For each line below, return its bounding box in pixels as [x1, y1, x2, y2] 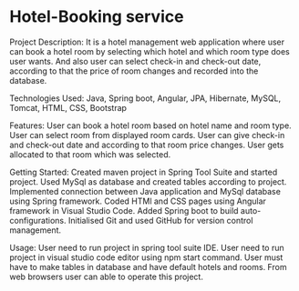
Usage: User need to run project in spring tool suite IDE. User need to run [9, 242, 284, 253]
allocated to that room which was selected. [9, 148, 171, 160]
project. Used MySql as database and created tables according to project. [9, 176, 287, 187]
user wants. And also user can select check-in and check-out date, [9, 55, 262, 66]
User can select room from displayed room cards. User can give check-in [9, 129, 285, 140]
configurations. [9, 215, 67, 226]
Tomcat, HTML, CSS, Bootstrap [9, 102, 128, 113]
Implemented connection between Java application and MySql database [9, 186, 281, 196]
